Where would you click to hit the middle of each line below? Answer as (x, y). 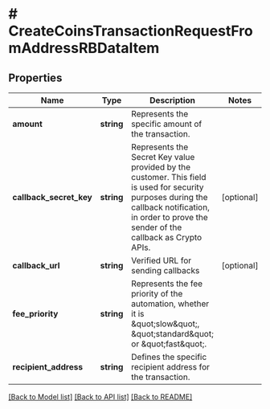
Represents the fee (167, 284)
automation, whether (170, 304)
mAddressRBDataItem (84, 48)
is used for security (168, 187)
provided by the (161, 167)
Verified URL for (162, 260)
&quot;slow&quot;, (166, 324)
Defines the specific (169, 357)
